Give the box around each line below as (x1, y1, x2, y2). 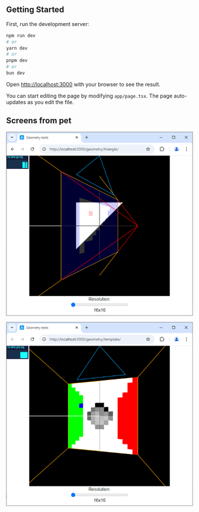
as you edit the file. (27, 98, 74, 105)
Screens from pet (6, 115, 72, 126)
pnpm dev (6, 57, 28, 64)
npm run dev (6, 33, 36, 38)
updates (6, 98, 27, 105)
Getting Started (6, 5, 65, 15)
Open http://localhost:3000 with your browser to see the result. (6, 80, 161, 88)
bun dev (6, 70, 25, 76)
